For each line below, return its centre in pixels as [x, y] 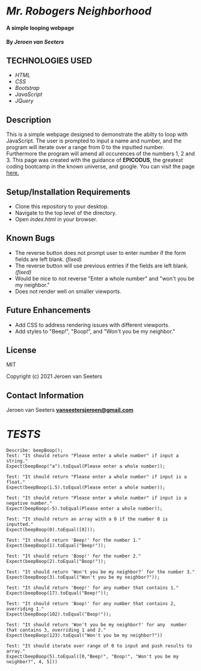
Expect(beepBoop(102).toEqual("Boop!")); [59, 614]
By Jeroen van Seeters [35, 42]
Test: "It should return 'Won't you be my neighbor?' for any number [97, 625]
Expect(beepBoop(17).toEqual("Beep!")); [58, 593]
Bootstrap [27, 88]
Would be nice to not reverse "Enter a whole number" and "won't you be [104, 278]
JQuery [24, 101]
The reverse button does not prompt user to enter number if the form [100, 252]
